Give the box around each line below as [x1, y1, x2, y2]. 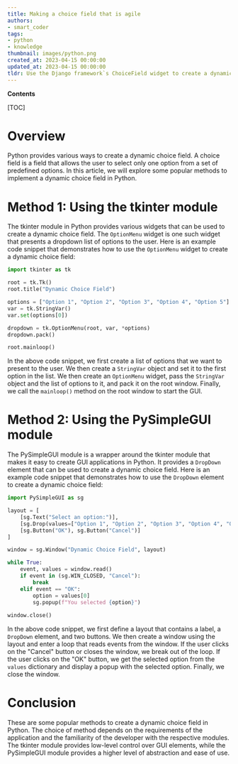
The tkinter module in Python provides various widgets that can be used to [7, 222, 225, 231]
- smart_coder [7, 23, 50, 31]
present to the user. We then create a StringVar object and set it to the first [7, 364, 227, 373]
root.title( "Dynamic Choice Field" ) [7, 285, 115, 293]
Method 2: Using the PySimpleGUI [7, 412, 211, 428]
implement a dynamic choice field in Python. [7, 174, 137, 182]
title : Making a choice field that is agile [7, 10, 141, 18]
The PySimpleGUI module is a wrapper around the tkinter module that [7, 450, 210, 459]
